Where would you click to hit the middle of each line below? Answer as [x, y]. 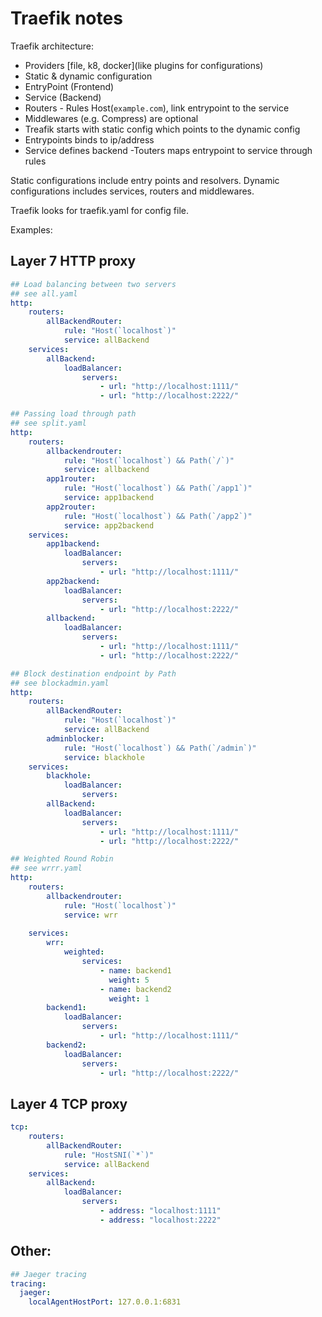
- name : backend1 [135, 970]
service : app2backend [109, 525]
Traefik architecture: [52, 46]
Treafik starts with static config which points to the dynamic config [162, 129]
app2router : [71, 507]
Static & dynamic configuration [88, 76]
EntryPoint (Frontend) [69, 86]
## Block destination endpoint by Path [93, 673]
